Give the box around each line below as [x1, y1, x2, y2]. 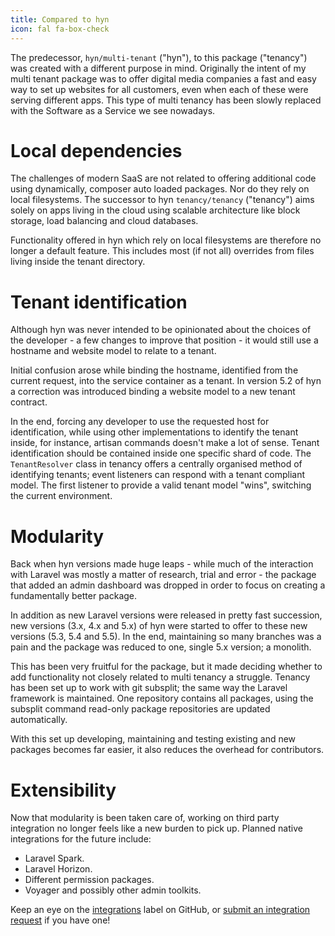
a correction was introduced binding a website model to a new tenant [10, 386, 296, 398]
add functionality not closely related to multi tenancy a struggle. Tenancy [10, 671, 311, 683]
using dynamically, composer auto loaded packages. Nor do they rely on [10, 183, 310, 195]
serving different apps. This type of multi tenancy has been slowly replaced [10, 94, 322, 106]
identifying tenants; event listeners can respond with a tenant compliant [10, 469, 306, 481]
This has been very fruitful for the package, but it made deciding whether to [10, 661, 323, 673]
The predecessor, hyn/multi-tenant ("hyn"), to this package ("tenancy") [10, 51, 308, 63]
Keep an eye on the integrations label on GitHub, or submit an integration [10, 904, 311, 916]
